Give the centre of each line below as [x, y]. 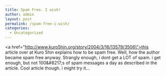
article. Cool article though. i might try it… [48, 68]
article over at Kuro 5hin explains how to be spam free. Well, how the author [83, 52]
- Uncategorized [26, 33]
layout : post [19, 19]
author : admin [20, 14]
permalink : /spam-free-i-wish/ [37, 24]
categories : [17, 28]
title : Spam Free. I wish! [33, 10]
